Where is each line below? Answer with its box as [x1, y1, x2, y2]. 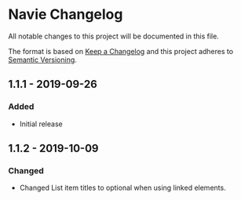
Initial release [19, 119, 63, 129]
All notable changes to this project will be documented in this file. [8, 31, 220, 41]
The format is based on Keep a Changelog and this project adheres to [8, 46, 234, 56]
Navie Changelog [8, 5, 123, 24]
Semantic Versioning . [8, 55, 77, 64]
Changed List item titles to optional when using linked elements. [19, 183, 226, 193]
